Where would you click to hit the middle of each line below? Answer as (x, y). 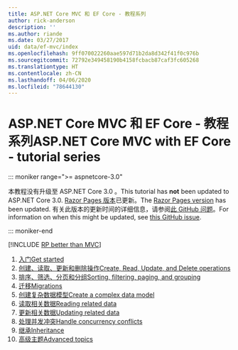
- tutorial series (54, 157)
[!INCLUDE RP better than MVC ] (55, 245)
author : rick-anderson (42, 21)
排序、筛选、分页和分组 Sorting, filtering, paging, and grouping (109, 277)
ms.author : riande (35, 34)
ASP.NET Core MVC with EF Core (132, 142)
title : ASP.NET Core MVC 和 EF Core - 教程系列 (77, 14)
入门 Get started (41, 259)
